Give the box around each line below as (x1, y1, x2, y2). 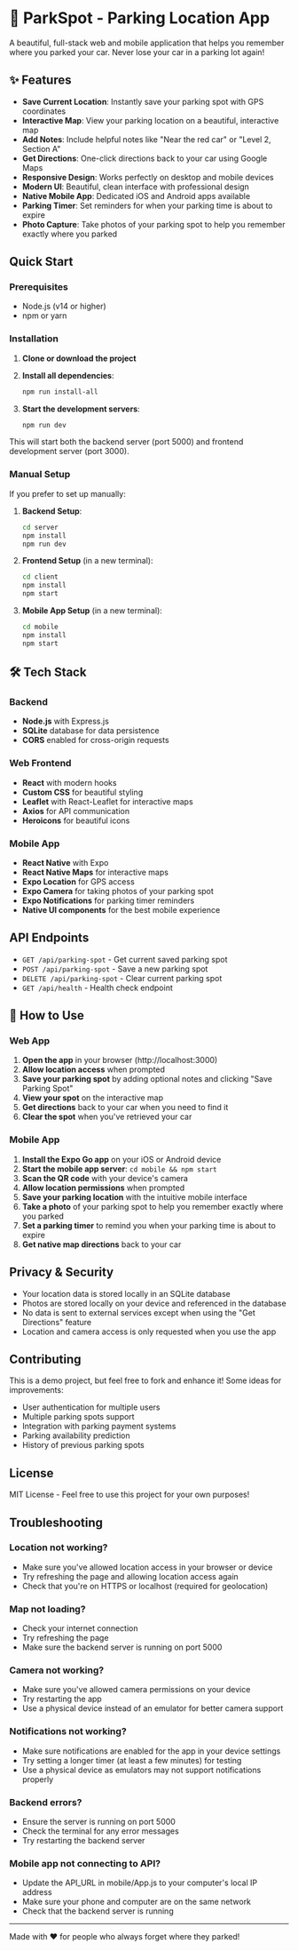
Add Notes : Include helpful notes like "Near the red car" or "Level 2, (21, 133, 272, 145)
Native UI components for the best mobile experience (21, 904, 221, 915)
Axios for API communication (21, 805, 130, 816)
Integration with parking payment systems (21, 1421, 176, 1432)
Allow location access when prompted (21, 1064, 166, 1075)
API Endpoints (9, 931, 90, 946)
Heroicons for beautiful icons (21, 815, 130, 826)
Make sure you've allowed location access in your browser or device (21, 1562, 273, 1572)
